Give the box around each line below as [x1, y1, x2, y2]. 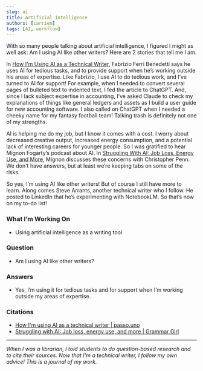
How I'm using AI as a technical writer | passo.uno [14, 321, 140, 329]
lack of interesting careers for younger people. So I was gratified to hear [6, 143, 186, 150]
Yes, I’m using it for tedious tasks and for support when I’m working [14, 286, 183, 294]
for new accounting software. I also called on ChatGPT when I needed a [6, 105, 185, 113]
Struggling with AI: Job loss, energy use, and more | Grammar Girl [14, 328, 179, 335]
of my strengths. [6, 119, 47, 126]
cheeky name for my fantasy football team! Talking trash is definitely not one [6, 112, 197, 119]
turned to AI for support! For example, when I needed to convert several [6, 80, 185, 87]
